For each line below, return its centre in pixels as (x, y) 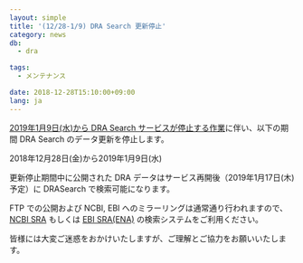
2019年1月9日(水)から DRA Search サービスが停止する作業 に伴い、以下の (145, 127)
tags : (19, 68)
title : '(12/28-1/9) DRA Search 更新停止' (88, 26)
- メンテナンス (42, 76)
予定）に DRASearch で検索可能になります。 (92, 188)
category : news (38, 34)
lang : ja (26, 100)
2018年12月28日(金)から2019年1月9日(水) (86, 158)
